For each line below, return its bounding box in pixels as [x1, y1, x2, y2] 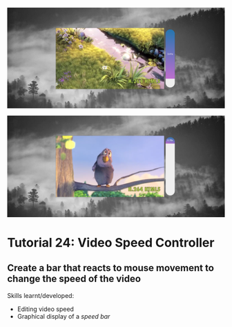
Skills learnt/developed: [7, 291, 75, 299]
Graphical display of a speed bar [17, 312, 110, 320]
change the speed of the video [7, 273, 142, 285]
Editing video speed [17, 305, 75, 313]
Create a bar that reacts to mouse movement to [7, 262, 214, 274]
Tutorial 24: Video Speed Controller [7, 234, 215, 250]
